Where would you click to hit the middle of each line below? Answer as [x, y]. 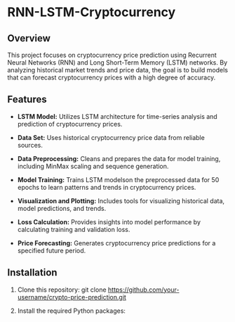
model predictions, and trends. [62, 208]
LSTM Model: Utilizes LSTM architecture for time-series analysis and [117, 116]
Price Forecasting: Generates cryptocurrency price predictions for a [116, 243]
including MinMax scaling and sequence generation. [93, 166]
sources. [30, 145]
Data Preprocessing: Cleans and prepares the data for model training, [119, 158]
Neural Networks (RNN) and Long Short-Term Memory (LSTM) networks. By [117, 63]
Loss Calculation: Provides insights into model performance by [109, 221]
